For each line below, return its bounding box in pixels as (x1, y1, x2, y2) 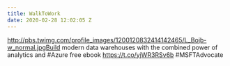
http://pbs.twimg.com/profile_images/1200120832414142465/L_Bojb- (7, 35, 207, 44)
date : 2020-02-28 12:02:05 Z (7, 17, 92, 24)
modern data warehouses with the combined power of (61, 43, 218, 51)
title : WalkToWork (7, 10, 61, 17)
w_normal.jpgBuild (7, 43, 61, 51)
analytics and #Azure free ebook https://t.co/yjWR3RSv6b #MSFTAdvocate (7, 50, 224, 59)
